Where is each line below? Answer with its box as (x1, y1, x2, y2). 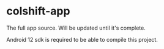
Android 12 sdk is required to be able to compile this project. (6, 36, 158, 43)
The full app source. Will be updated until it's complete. (6, 24, 146, 31)
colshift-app (6, 4, 70, 18)
